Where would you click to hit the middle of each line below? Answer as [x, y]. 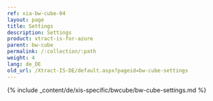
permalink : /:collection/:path [52, 52]
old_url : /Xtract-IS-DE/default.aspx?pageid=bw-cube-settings [98, 70]
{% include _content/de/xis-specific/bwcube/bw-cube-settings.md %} [107, 90]
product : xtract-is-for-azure [50, 39]
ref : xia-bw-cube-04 [37, 13]
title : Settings [30, 26]
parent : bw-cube [30, 45]
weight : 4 [21, 58]
